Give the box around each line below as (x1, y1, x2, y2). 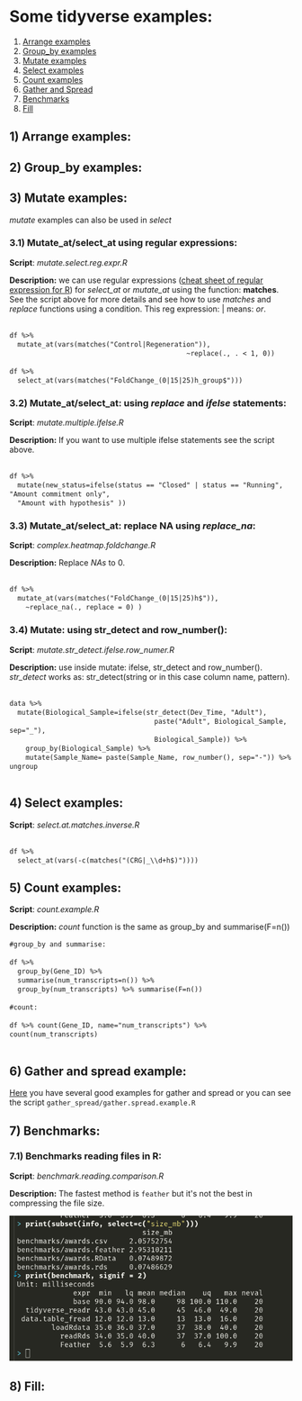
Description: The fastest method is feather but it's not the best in (9, 1188, 253, 1198)
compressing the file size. (9, 1198, 105, 1208)
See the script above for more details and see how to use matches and (9, 294, 271, 304)
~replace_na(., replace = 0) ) (25, 603, 143, 612)
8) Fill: (9, 1378, 45, 1394)
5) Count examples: (9, 880, 121, 895)
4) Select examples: (9, 795, 124, 811)
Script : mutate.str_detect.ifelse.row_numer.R (9, 644, 175, 655)
